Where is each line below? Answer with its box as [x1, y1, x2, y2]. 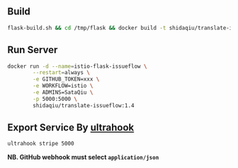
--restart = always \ [33, 69, 91, 76]
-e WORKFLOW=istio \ [33, 83, 93, 90]
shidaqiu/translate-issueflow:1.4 [33, 102, 135, 109]
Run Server [7, 44, 58, 56]
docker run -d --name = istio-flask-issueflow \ [7, 63, 147, 70]
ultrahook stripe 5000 [7, 140, 74, 148]
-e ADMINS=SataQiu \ [33, 89, 93, 96]
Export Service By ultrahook [7, 121, 135, 133]
